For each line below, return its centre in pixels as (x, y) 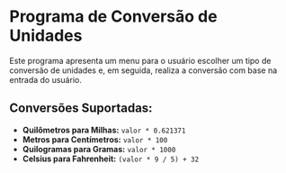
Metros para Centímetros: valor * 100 (95, 139)
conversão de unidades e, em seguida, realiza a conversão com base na (143, 70)
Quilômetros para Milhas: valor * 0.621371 (104, 130)
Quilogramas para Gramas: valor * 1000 (99, 149)
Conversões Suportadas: (81, 109)
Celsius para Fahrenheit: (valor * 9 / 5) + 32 (111, 159)
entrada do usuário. (46, 79)
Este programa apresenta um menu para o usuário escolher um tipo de (140, 60)
